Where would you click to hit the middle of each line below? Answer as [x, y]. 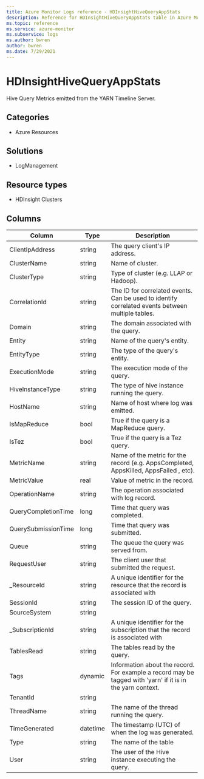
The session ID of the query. [151, 602]
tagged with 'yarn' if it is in [148, 679]
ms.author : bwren [28, 40]
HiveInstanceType [35, 389]
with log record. [133, 497]
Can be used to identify [144, 298]
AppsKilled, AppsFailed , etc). [153, 470]
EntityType [25, 354]
